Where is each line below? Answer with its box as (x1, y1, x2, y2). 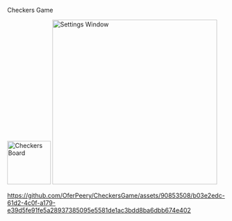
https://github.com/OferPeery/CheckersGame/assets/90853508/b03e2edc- (7, 191, 226, 199)
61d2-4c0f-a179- (7, 199, 56, 207)
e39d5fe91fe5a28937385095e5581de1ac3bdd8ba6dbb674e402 (7, 206, 191, 214)
